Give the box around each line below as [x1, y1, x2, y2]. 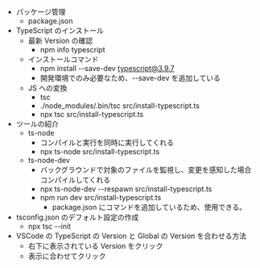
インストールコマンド [27, 55, 99, 64]
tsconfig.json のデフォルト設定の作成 [15, 212, 139, 222]
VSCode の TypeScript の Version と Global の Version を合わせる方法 [15, 231, 247, 241]
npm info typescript [39, 45, 105, 54]
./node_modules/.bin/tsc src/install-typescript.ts [39, 101, 200, 111]
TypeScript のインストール [15, 26, 105, 35]
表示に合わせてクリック [27, 251, 106, 261]
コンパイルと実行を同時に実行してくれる [39, 138, 175, 147]
